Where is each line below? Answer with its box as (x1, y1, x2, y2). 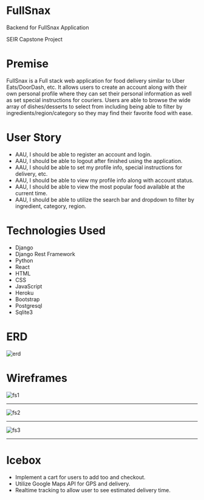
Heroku (15, 289, 34, 296)
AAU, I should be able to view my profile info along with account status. (15, 176, 194, 184)
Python (15, 257, 33, 264)
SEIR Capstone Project (6, 35, 63, 43)
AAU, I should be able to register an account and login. (15, 150, 152, 158)
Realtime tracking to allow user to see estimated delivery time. (15, 486, 171, 493)
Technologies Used (6, 224, 106, 237)
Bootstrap (15, 296, 40, 303)
